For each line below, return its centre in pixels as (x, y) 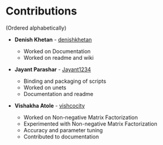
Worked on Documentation (57, 51)
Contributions (41, 11)
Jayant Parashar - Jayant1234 (53, 69)
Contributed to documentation (61, 137)
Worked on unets (45, 87)
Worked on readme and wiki (58, 57)
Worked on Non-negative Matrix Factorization (81, 117)
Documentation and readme (58, 94)
